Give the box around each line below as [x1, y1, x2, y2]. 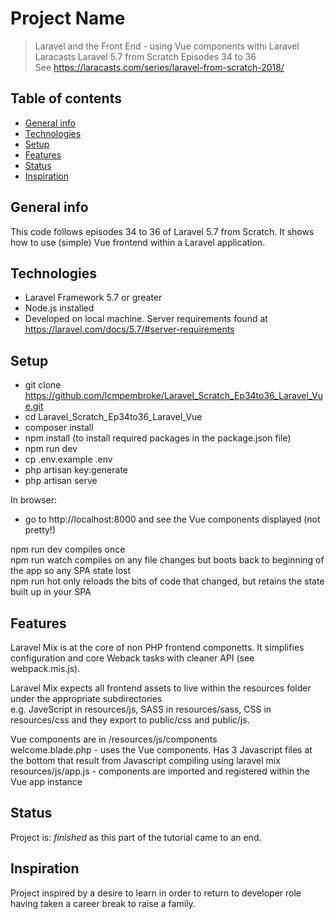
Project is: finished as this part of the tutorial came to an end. [10, 831, 262, 843]
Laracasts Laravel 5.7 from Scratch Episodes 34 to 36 [34, 50, 257, 62]
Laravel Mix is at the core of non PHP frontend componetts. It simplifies [10, 642, 305, 653]
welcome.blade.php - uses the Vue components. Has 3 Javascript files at [10, 744, 313, 756]
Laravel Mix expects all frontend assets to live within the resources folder [10, 682, 312, 694]
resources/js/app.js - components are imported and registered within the [10, 765, 311, 777]
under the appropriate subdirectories [10, 693, 163, 704]
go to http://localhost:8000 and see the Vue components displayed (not [24, 513, 321, 526]
